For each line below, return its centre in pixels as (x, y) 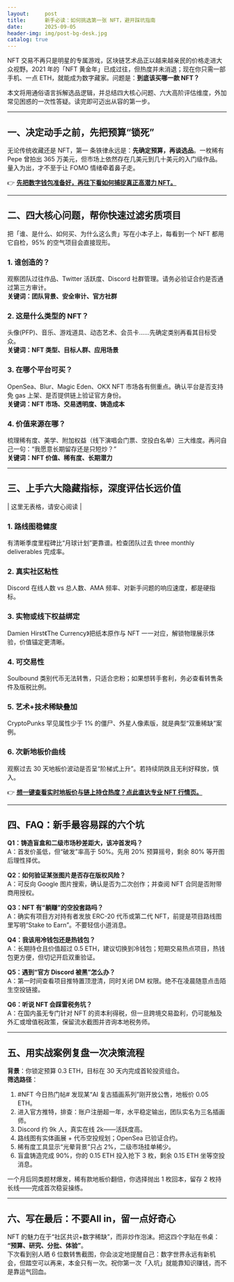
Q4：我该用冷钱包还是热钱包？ (52, 940)
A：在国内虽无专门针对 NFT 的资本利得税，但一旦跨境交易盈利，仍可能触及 (115, 1013)
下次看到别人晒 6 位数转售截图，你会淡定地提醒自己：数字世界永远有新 (109, 1254)
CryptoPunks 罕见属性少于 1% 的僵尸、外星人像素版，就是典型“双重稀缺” (112, 723)
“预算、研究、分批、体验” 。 (47, 1245)
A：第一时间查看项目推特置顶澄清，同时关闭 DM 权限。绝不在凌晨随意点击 (114, 981)
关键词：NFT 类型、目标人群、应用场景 (63, 350)
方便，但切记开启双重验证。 (59, 957)
